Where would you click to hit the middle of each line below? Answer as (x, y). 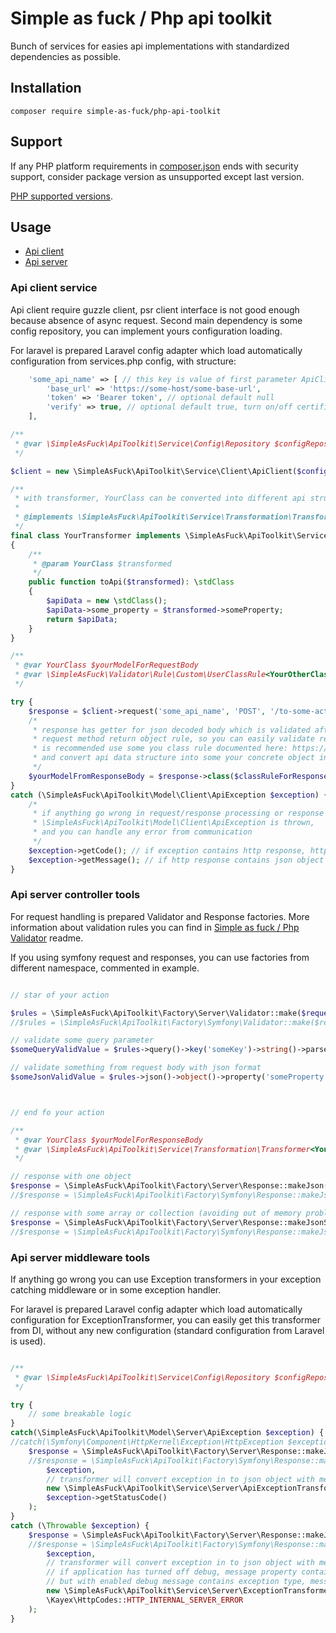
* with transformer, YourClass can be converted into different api (160, 498)
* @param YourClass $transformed (102, 563)
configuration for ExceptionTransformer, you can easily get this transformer (166, 1319)
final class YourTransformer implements (96, 535)
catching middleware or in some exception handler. (116, 1289)
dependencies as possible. (66, 56)
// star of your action (60, 995)
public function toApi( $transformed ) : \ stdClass (131, 582)
